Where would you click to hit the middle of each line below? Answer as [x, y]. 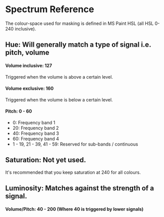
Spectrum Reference [50, 9]
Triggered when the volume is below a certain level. [59, 99]
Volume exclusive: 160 [30, 88]
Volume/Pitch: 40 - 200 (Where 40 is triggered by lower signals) [74, 209]
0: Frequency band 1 [34, 122]
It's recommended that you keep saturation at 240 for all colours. [73, 172]
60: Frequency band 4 [36, 138]
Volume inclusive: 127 [29, 65]
